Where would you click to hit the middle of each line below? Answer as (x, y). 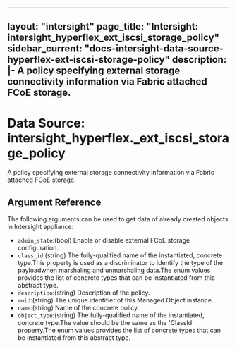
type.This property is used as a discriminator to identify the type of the (120, 263)
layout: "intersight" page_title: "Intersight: (103, 26)
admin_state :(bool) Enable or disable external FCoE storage (104, 240)
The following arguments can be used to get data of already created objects (118, 219)
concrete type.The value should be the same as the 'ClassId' (105, 323)
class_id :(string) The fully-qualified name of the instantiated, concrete (120, 255)
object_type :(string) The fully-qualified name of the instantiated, (111, 315)
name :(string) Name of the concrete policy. (78, 308)
